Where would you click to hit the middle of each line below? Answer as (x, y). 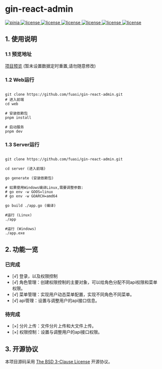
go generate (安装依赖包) (29, 178)
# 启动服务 (15, 127)
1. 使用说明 (21, 39)
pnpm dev (14, 131)
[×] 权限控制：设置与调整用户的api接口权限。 (57, 332)
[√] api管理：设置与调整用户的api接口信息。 (56, 300)
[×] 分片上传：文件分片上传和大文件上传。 (54, 326)
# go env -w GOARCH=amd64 (31, 196)
